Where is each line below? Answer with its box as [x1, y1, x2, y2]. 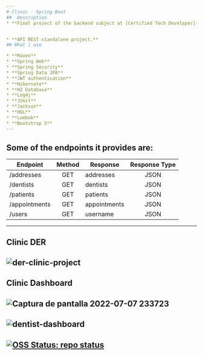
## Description [6, 15, 47, 21]
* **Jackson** [6, 103, 42, 109]
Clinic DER [6, 237, 47, 247]
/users [9, 210, 28, 218]
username [85, 210, 114, 218]
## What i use [6, 42, 42, 48]
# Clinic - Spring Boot [6, 8, 66, 15]
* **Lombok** [6, 114, 39, 121]
